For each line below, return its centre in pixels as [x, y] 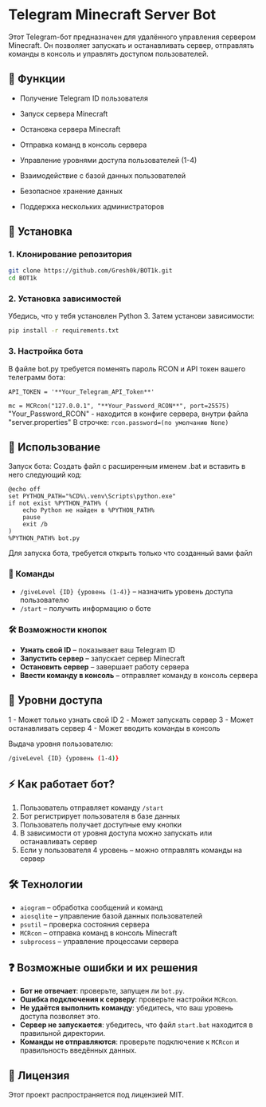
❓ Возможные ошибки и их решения [103, 968]
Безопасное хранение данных [71, 191]
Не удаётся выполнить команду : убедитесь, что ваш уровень [126, 1008]
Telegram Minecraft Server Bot [112, 15]
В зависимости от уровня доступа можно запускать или [116, 833]
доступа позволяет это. [60, 1017]
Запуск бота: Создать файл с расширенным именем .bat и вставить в [127, 466]
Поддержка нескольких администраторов [92, 206]
